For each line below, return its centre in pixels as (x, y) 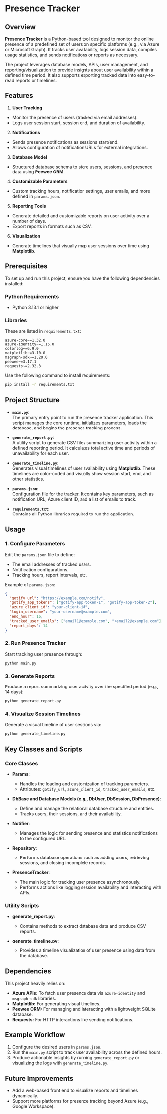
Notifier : (21, 823)
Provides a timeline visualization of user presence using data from (87, 950)
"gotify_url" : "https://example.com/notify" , (58, 598)
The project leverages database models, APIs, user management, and (77, 64)
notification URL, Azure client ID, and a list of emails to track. (74, 499)
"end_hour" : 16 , (26, 616)
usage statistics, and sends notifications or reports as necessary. (72, 55)
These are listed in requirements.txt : (43, 331)
